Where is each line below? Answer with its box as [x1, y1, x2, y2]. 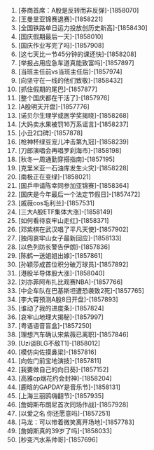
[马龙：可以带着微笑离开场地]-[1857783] [17, 418, 135, 426]
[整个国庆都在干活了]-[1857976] [17, 94, 110, 102]
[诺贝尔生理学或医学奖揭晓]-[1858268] [17, 111, 129, 119]
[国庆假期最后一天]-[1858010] [17, 32, 104, 41]
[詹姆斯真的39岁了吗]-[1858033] [17, 427, 113, 435]
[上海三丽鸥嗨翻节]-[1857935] [17, 392, 104, 400]
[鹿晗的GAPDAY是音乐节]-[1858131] [17, 383, 121, 391]
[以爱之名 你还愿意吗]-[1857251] [17, 409, 111, 417]
